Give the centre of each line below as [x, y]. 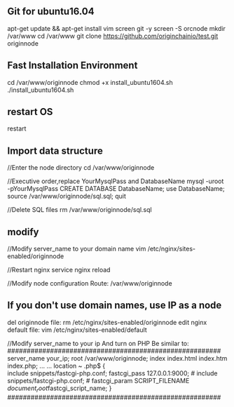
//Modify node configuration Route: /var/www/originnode [90, 283]
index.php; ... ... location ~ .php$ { [56, 366]
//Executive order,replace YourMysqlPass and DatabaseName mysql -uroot [116, 181]
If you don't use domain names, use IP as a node [115, 306]
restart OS [30, 112]
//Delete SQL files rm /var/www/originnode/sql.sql [80, 210]
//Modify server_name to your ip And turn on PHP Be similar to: [98, 343]
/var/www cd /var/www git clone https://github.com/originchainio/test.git [113, 36]
